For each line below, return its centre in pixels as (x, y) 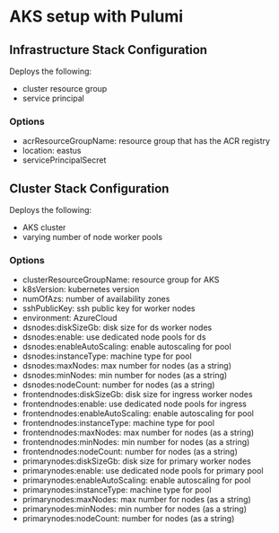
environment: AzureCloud (70, 318)
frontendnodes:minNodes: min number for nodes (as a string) (136, 442)
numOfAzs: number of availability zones (96, 299)
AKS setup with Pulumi (96, 17)
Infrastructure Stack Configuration (109, 50)
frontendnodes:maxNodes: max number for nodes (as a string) (138, 432)
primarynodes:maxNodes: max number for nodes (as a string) (136, 500)
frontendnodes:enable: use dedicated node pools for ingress (134, 404)
